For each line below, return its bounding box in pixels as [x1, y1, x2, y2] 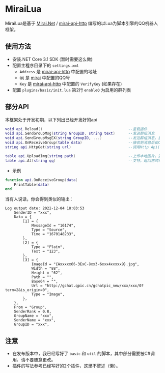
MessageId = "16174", [31, 223, 76, 228]
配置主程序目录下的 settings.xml [12, 62, 79, 68]
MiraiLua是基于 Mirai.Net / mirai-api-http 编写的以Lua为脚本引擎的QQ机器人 [5, 20, 158, 26]
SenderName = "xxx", [14, 318, 56, 323]
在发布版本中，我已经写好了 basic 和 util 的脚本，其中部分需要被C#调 [12, 350, 155, 357]
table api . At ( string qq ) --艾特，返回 [5, 158, 151, 163]
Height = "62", [31, 270, 63, 276]
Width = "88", [31, 266, 60, 271]
